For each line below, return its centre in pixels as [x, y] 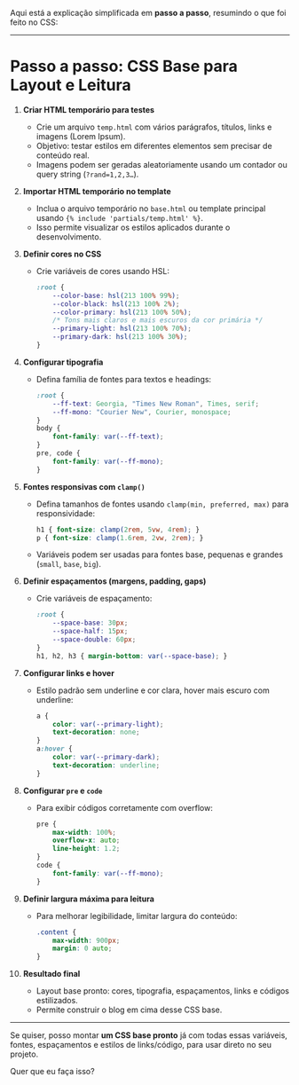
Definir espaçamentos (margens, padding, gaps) [114, 581]
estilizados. [57, 1001]
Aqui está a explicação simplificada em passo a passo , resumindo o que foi [148, 13]
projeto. [24, 1054]
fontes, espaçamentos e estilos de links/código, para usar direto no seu [141, 1045]
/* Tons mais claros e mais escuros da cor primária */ [158, 320]
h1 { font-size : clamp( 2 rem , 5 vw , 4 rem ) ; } [118, 530]
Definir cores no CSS [62, 254]
